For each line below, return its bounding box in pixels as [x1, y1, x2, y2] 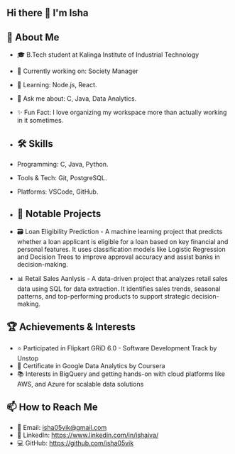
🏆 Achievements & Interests [6, 321, 136, 333]
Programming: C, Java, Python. [16, 160, 109, 169]
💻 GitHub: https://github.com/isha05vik [16, 439, 134, 448]
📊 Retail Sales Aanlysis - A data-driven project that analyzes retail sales [16, 274, 228, 282]
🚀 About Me [6, 31, 60, 43]
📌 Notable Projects [16, 208, 102, 220]
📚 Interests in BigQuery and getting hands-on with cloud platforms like [16, 370, 225, 378]
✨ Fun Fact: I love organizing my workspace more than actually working [16, 108, 227, 117]
